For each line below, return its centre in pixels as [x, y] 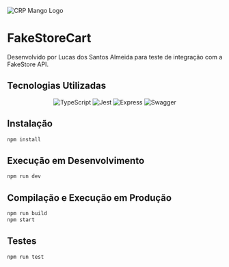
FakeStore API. [28, 64]
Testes [22, 241]
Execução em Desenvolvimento [76, 160]
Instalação [30, 124]
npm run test [26, 257]
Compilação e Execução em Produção [90, 198]
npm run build [27, 213]
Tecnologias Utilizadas [57, 86]
